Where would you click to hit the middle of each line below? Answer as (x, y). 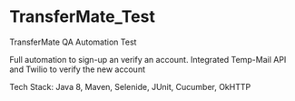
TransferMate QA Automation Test (73, 42)
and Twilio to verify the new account (77, 69)
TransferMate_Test (83, 17)
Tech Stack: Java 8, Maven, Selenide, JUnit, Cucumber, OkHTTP (130, 86)
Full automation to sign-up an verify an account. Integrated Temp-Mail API (148, 59)
